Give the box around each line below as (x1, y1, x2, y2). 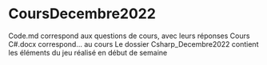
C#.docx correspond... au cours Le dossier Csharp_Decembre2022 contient (8, 39, 259, 48)
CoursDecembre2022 (8, 5, 156, 23)
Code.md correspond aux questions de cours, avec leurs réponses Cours (8, 31, 250, 40)
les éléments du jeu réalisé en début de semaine (8, 48, 168, 57)
